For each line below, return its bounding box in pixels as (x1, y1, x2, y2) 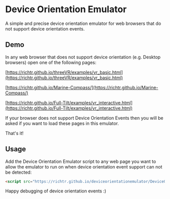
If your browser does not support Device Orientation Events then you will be (5, 115, 163, 121)
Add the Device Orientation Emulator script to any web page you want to (5, 158, 156, 164)
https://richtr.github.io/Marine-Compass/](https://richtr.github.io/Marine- (7, 84, 158, 90)
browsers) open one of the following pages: (5, 59, 97, 65)
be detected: (5, 169, 32, 175)
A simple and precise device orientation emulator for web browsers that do (5, 20, 161, 26)
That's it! (5, 130, 24, 136)
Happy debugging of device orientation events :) (5, 188, 106, 194)
